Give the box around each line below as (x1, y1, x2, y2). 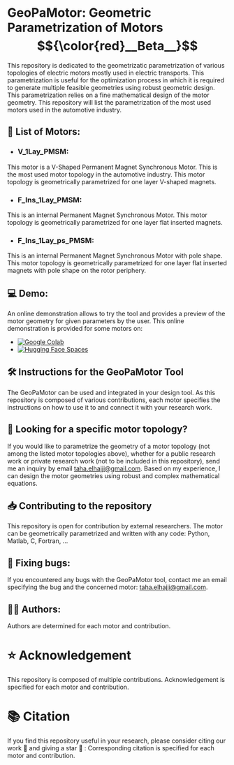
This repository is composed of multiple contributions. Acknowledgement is (7, 676, 226, 684)
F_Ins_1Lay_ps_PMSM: (17, 235, 94, 245)
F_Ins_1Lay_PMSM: (17, 195, 82, 205)
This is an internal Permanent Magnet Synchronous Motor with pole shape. (7, 251, 223, 260)
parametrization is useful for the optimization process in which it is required (7, 75, 225, 84)
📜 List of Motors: (7, 126, 81, 138)
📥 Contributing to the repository (7, 500, 152, 512)
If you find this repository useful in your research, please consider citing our (7, 736, 226, 745)
